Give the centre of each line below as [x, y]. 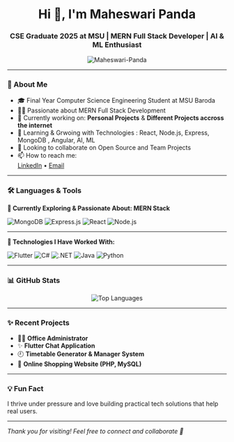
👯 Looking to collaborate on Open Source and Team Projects [104, 147]
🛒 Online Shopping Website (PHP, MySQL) [79, 364]
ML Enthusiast [117, 45]
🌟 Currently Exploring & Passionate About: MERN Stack [89, 208]
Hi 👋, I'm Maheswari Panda [117, 14]
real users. [23, 411]
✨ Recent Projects [38, 323]
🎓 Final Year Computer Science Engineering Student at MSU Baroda [116, 100]
